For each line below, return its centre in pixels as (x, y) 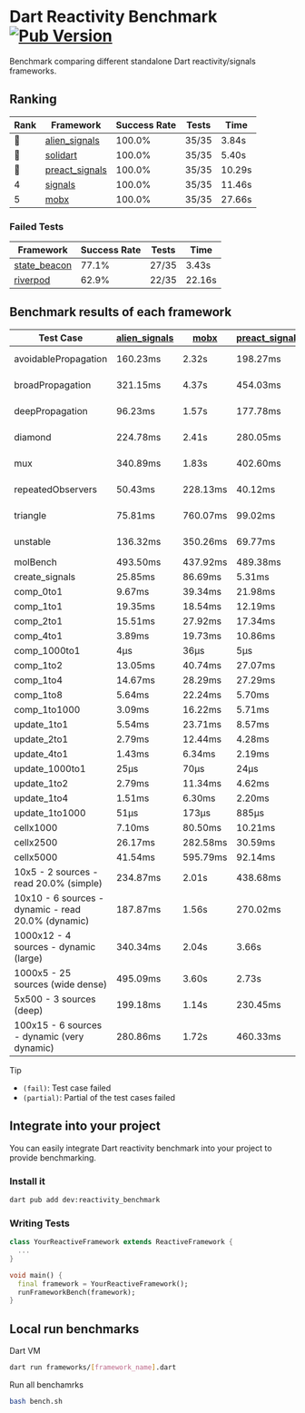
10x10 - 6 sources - (59, 898)
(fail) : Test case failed (67, 1088)
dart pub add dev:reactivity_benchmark (85, 1200)
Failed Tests (37, 226)
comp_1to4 (39, 680)
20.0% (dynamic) (52, 921)
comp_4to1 (39, 636)
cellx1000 (36, 827)
